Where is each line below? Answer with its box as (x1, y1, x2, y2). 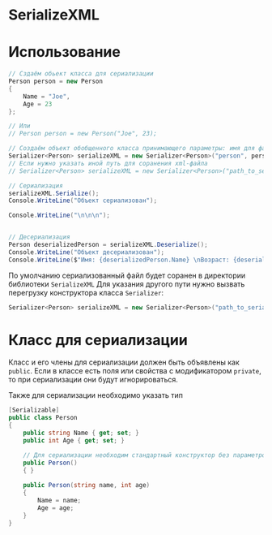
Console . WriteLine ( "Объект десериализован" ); (8, 248, 164, 257)
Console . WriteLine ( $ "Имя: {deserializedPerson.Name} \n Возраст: (8, 256, 230, 264)
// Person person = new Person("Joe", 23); (8, 130, 158, 138)
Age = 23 (23, 100, 53, 108)
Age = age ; (37, 503, 74, 512)
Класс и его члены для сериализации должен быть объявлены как (8, 357, 240, 367)
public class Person (8, 414, 79, 422)
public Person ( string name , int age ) (23, 481, 151, 490)
